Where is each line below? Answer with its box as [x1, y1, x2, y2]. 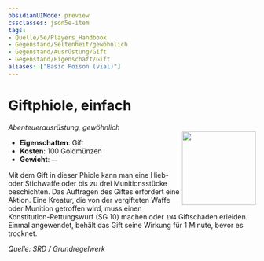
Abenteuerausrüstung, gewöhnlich [8, 123, 120, 132]
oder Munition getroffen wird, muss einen [8, 204, 142, 213]
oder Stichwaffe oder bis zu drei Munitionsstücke [8, 178, 167, 188]
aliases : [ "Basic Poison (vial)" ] [8, 63, 122, 71]
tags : [8, 26, 26, 34]
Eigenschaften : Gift [19, 138, 84, 147]
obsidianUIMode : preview [8, 11, 90, 20]
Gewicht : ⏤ [19, 154, 57, 164]
